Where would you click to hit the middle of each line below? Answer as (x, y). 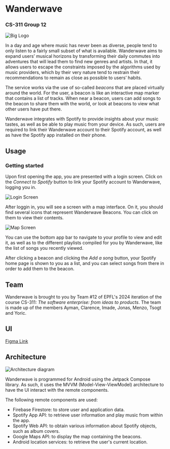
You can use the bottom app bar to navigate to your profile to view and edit (84, 237)
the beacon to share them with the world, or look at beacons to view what (82, 104)
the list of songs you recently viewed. (44, 248)
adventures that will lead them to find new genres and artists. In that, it (79, 62)
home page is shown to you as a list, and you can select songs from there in (85, 264)
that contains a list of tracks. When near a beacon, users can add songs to (83, 98)
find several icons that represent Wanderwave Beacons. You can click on (82, 212)
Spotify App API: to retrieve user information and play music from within (88, 415)
